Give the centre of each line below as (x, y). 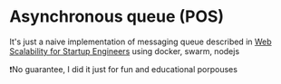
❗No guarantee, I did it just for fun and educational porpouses (124, 69)
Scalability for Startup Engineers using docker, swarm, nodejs (125, 51)
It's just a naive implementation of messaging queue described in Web (140, 42)
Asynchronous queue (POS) (117, 17)
